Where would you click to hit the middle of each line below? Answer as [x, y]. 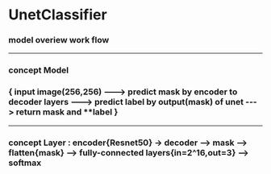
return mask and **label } [67, 112]
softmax [25, 163]
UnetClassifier [58, 15]
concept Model [39, 70]
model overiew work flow [59, 40]
